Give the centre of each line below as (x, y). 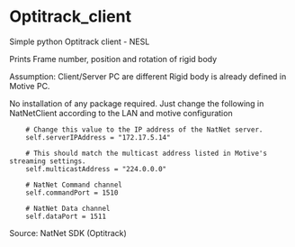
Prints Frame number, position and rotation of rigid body (113, 59)
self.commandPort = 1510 (72, 192)
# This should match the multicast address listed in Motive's (147, 153)
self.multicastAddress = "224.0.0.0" (96, 169)
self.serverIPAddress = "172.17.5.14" (98, 137)
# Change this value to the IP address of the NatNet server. (144, 129)
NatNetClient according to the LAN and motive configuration (121, 113)
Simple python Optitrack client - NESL (80, 41)
